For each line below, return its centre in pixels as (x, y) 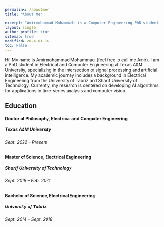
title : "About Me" (24, 14)
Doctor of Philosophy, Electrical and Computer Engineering (67, 118)
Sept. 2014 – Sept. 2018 (29, 219)
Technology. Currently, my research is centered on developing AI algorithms (82, 85)
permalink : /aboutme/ (27, 10)
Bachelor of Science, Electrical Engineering (50, 195)
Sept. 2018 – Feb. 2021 (28, 181)
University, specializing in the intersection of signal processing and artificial (81, 70)
